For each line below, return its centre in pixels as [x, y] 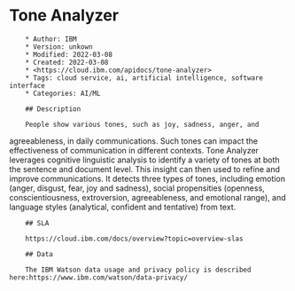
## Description [53, 109]
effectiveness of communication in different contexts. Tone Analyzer [134, 150]
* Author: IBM [51, 39]
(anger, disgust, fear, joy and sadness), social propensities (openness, [137, 188]
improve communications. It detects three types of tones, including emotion [147, 178]
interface [27, 85]
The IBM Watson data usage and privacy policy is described [138, 270]
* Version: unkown [59, 47]
